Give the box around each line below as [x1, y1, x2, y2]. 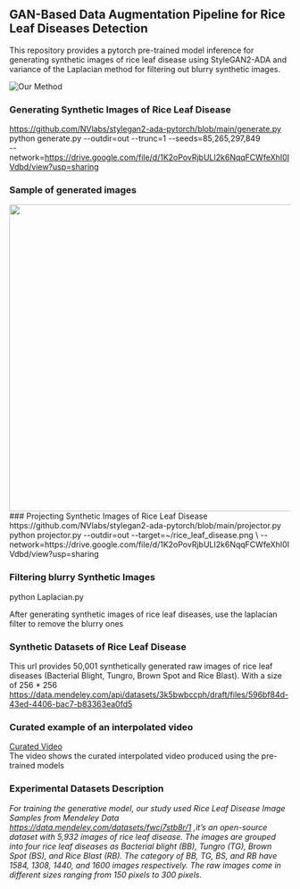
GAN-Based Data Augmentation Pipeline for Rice [9, 7, 286, 22]
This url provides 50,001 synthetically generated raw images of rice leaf [9, 661, 273, 671]
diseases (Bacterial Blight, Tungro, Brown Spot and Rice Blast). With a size [9, 670, 283, 681]
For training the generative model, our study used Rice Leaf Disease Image [9, 802, 286, 813]
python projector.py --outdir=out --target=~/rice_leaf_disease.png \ [9, 530, 259, 541]
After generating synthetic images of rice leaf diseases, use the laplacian [9, 609, 279, 619]
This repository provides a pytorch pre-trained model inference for [9, 45, 254, 55]
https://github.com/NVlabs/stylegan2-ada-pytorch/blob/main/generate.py [9, 124, 282, 135]
